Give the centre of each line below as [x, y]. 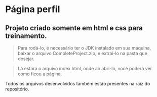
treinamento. [26, 36]
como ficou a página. [40, 74]
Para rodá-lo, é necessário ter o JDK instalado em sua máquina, [84, 48]
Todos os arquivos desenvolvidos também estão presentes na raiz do [78, 84]
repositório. [17, 89]
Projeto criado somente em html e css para [74, 28]
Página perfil [33, 9]
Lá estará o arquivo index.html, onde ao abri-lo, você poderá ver [85, 68]
